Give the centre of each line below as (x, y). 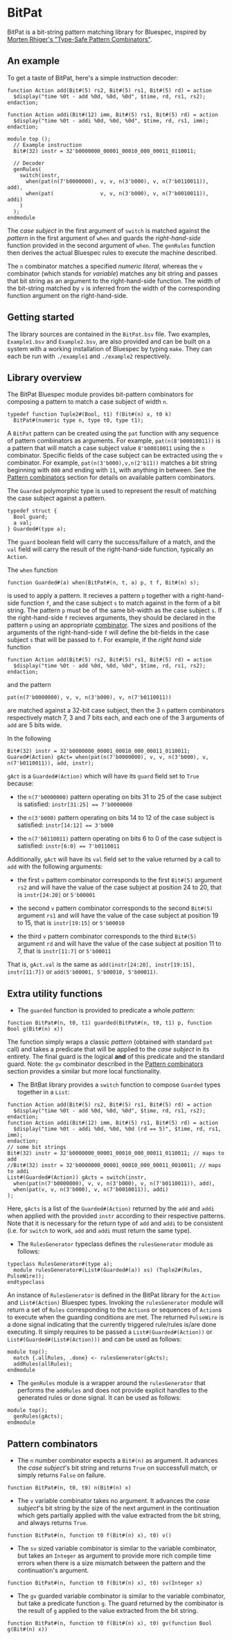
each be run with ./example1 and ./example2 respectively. (89, 356)
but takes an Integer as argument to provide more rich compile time (114, 1556)
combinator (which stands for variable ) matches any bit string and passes (113, 273)
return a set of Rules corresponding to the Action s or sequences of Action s (115, 1310)
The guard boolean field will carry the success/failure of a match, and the (111, 542)
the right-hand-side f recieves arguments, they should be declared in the (111, 618)
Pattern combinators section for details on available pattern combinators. (111, 478)
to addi (18, 1172)
